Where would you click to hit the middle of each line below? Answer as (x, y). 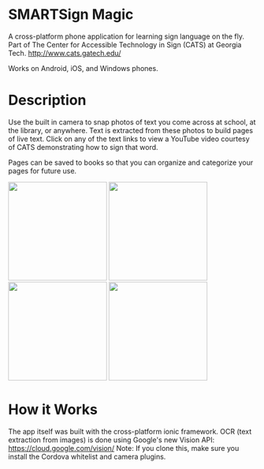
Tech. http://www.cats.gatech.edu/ (65, 53)
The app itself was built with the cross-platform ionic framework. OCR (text (130, 431)
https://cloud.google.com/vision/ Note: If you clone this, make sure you (124, 448)
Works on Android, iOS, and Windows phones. (84, 68)
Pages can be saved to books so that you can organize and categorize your (131, 162)
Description (47, 100)
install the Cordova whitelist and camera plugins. (87, 456)
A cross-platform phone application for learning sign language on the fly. (126, 36)
